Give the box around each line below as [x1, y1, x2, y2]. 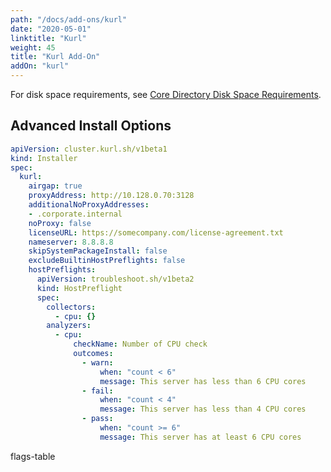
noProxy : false [28, 218, 92, 228]
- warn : [81, 357, 114, 368]
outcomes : [73, 349, 114, 359]
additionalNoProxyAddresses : [28, 200, 150, 210]
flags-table [10, 450, 56, 462]
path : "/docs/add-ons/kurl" [10, 14, 128, 25]
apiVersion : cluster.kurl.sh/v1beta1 [10, 144, 168, 154]
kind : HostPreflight [36, 283, 123, 293]
